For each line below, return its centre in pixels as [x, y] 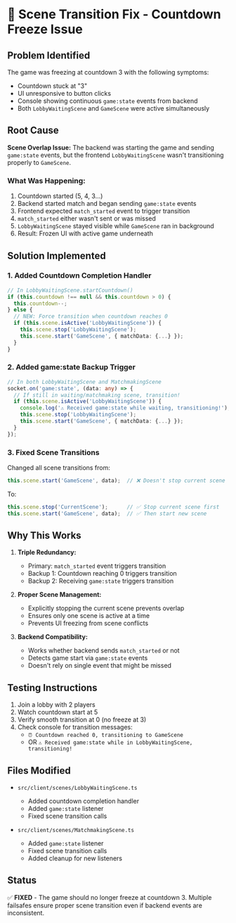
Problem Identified [49, 55]
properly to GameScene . [39, 162]
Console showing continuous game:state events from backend [107, 101]
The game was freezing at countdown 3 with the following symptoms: [108, 72]
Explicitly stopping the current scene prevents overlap [106, 608]
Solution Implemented [57, 255]
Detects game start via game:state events [88, 658]
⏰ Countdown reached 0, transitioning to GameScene [106, 736]
